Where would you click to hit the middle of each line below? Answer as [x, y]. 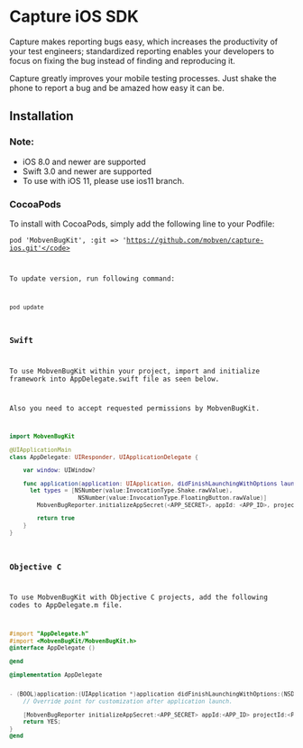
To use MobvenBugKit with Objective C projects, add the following [139, 597]
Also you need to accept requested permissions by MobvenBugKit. [134, 408]
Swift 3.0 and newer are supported [87, 171]
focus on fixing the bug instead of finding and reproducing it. [123, 60]
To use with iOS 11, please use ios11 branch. [103, 180]
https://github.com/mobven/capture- [195, 240]
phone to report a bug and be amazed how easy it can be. [117, 88]
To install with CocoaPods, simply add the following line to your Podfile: [142, 224]
